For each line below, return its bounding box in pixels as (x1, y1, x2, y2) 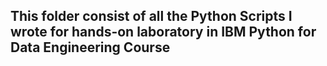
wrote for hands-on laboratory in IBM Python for (10, 24, 317, 41)
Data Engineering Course (10, 39, 171, 56)
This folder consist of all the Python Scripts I (10, 8, 293, 25)
